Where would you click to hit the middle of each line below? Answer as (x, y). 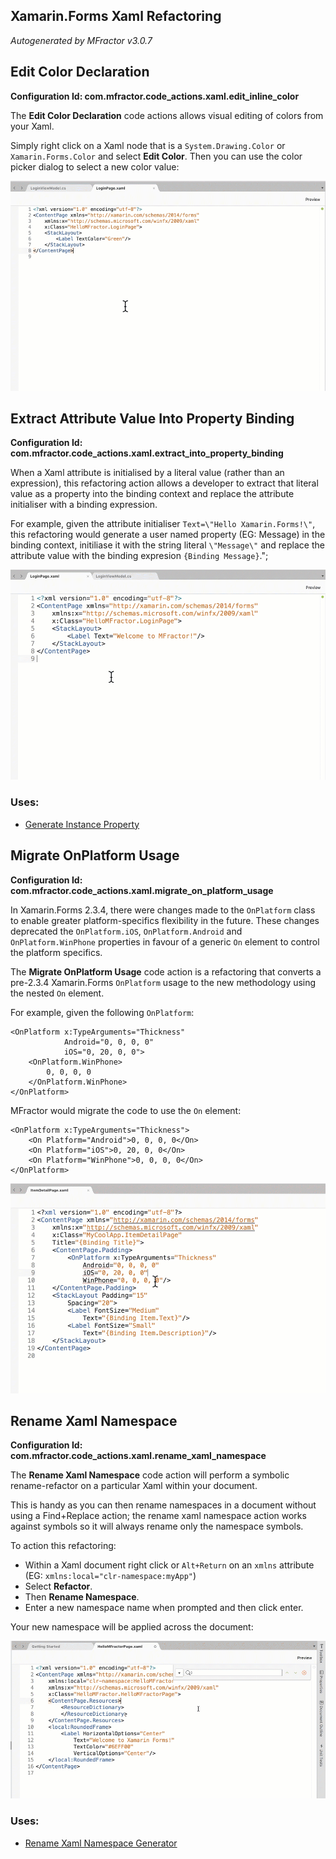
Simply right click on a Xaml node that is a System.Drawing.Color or (148, 145)
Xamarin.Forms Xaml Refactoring (116, 16)
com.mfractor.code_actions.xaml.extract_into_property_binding (147, 453)
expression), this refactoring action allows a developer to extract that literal (164, 483)
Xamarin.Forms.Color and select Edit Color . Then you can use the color (156, 156)
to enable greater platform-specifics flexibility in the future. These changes (165, 920)
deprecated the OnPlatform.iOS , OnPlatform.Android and (126, 931)
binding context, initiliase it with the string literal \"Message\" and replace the (167, 545)
